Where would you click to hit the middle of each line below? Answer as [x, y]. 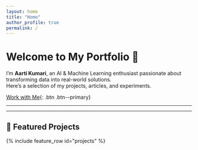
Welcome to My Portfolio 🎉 [72, 57]
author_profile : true [33, 22]
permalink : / [22, 28]
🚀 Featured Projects [43, 127]
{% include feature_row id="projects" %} [56, 141]
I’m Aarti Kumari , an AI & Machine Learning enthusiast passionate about [94, 74]
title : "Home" [24, 17]
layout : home [22, 11]
